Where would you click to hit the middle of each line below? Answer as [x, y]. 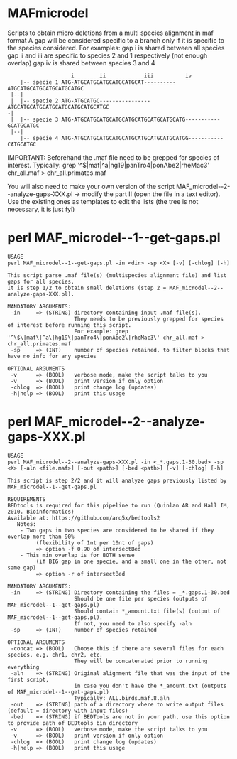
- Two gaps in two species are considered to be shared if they [117, 530]
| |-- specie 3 [34, 119]
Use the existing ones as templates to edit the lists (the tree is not [103, 201]
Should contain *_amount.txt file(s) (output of [147, 611]
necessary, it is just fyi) [41, 209]
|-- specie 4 [39, 138]
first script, [28, 679]
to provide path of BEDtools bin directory [73, 723]
